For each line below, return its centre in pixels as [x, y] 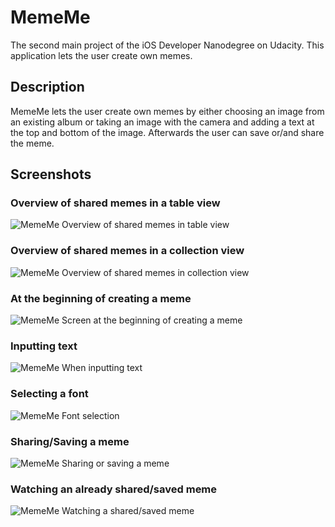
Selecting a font [49, 394]
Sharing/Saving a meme [70, 441]
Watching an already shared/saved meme [114, 489]
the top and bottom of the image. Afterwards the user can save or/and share [167, 132]
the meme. [32, 143]
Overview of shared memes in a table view [115, 203]
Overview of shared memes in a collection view [127, 251]
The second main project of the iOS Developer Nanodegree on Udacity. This [167, 45]
